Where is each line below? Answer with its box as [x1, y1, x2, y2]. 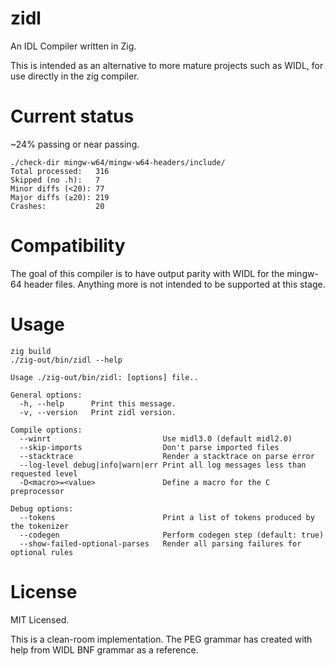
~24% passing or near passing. [10, 138, 140, 150]
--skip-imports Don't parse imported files [19, 442, 280, 452]
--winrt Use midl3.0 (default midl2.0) [19, 433, 293, 444]
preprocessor [10, 486, 65, 496]
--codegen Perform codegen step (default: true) [19, 530, 325, 540]
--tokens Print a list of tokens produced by [19, 512, 315, 522]
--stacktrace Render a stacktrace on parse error [19, 451, 315, 461]
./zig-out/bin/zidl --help [10, 355, 123, 365]
